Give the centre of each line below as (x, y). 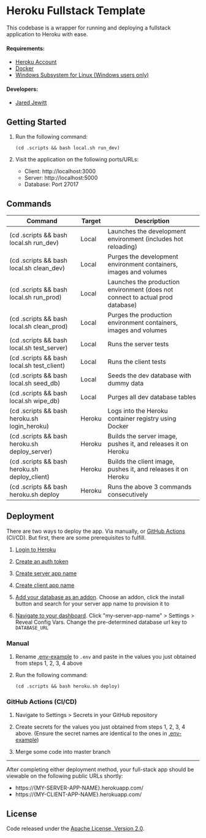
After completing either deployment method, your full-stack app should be (100, 770)
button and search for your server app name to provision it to (92, 603)
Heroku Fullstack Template (76, 11)
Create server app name (46, 573)
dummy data (126, 383)
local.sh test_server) (39, 347)
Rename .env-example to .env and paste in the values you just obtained (105, 657)
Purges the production (140, 315)
